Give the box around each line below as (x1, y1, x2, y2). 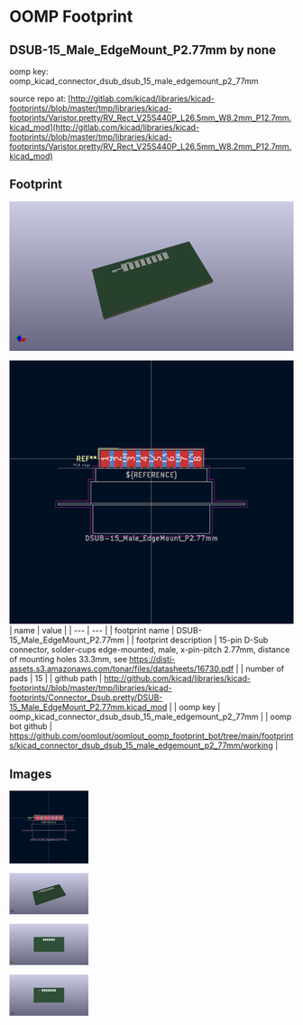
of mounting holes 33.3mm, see (9, 654, 128, 665)
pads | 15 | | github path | (9, 673, 102, 684)
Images (9, 766, 52, 781)
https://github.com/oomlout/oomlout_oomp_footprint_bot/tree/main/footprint (9, 731, 294, 742)
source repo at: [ (9, 93, 71, 104)
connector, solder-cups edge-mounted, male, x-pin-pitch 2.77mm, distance (9, 644, 290, 655)
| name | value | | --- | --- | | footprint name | (9, 625, 175, 636)
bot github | (9, 721, 52, 732)
